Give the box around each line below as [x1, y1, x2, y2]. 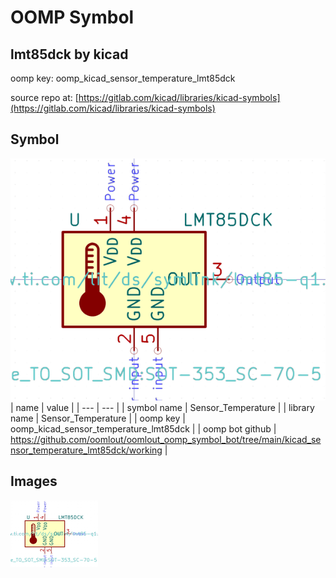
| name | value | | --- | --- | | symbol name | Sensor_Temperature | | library [10, 402, 315, 414]
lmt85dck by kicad [10, 46, 129, 63]
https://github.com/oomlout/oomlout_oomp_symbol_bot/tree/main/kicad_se [10, 434, 322, 446]
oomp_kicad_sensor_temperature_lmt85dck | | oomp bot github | [10, 423, 277, 435]
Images [10, 473, 58, 490]
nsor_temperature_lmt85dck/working [10, 444, 163, 456]
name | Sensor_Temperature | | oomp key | [10, 412, 186, 425]
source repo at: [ [10, 92, 79, 103]
